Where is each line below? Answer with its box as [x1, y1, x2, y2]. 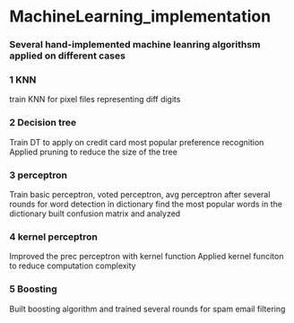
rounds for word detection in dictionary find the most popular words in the [9, 199, 282, 209]
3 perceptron [9, 169, 67, 181]
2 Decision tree [9, 117, 77, 129]
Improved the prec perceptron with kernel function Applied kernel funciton [9, 251, 284, 262]
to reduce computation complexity [9, 260, 136, 271]
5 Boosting [9, 283, 58, 295]
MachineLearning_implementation [9, 6, 272, 27]
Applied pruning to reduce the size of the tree [9, 146, 177, 157]
